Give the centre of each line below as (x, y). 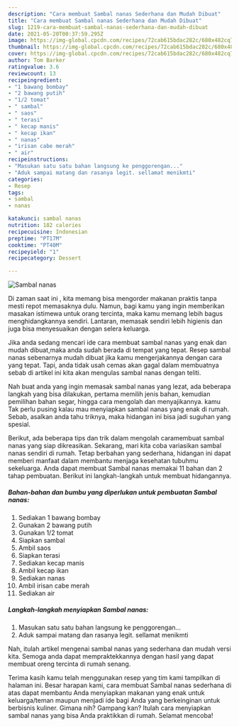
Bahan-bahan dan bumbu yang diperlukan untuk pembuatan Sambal (112, 492)
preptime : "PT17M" (35, 238)
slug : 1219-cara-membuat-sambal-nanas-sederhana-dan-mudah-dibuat (108, 27)
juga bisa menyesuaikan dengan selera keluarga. (79, 329)
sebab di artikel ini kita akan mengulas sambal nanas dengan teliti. (105, 373)
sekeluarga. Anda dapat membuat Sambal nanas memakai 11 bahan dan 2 (115, 468)
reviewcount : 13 (32, 73)
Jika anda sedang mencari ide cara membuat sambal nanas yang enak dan (117, 343)
